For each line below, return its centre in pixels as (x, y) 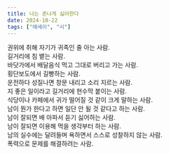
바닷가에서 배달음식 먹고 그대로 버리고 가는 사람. (73, 65)
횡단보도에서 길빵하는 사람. (44, 73)
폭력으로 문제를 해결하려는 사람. (50, 143)
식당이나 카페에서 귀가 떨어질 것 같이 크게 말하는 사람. (80, 100)
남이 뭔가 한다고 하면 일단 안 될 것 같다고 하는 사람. (76, 108)
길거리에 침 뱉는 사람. (36, 56)
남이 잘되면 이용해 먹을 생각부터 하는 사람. (64, 126)
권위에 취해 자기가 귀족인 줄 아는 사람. (59, 48)
